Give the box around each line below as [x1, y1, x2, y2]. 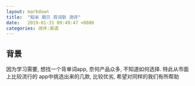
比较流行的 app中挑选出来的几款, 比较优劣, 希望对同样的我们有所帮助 [11, 73, 180, 80]
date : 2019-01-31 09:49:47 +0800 [6, 20, 95, 26]
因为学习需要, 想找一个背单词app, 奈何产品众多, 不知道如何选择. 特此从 [6, 66, 178, 73]
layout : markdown [6, 8, 49, 15]
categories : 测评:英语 [6, 25, 59, 31]
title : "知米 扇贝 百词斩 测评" [6, 14, 81, 20]
